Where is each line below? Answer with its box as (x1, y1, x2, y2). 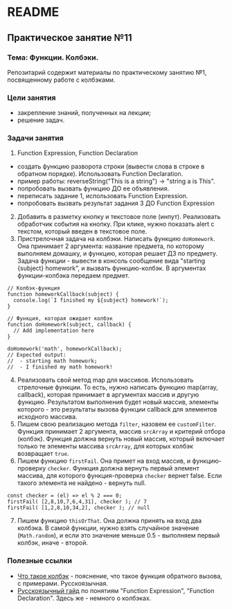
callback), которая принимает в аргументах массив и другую (17, 391, 199, 399)
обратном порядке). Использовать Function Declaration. (17, 170, 184, 178)
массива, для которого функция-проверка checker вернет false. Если (17, 472, 222, 480)
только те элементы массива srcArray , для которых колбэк (17, 442, 194, 450)
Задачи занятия (7, 133, 64, 143)
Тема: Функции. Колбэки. (7, 53, 99, 62)
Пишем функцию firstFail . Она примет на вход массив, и (17, 457, 191, 465)
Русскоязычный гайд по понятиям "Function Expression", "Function (17, 586, 215, 594)
